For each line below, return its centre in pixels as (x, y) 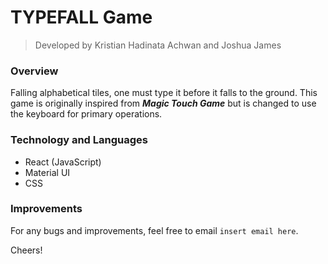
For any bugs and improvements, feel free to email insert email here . (154, 230)
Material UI (47, 172)
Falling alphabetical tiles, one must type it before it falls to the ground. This (164, 93)
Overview (34, 71)
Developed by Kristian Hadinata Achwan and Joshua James (158, 45)
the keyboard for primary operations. (86, 114)
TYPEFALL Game (81, 17)
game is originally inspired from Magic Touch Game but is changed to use (163, 103)
